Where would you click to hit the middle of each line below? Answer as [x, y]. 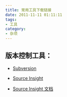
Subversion [24, 68]
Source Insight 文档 [33, 89]
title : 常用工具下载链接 [28, 10]
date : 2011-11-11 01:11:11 [34, 15]
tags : [11, 19]
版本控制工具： [29, 56]
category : [16, 29]
